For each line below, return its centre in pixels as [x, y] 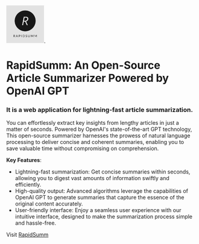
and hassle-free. [35, 223]
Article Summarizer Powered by [87, 78]
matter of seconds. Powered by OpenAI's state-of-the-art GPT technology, [99, 130]
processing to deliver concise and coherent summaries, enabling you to [95, 142]
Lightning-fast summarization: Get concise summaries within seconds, [103, 172]
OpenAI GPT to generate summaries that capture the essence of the [99, 198]
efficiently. [28, 185]
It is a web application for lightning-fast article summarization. [99, 110]
